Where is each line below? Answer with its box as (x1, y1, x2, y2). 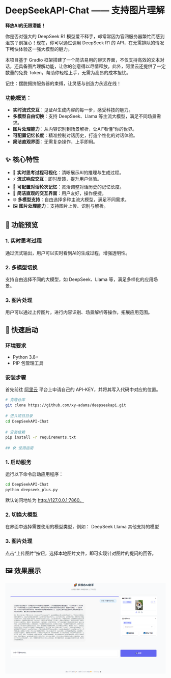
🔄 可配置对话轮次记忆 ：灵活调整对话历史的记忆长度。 (12, 184, 124, 190)
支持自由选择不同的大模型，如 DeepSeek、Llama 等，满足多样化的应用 (5, 276, 154, 282)
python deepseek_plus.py (5, 487, 58, 493)
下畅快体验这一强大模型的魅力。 (5, 46, 72, 52)
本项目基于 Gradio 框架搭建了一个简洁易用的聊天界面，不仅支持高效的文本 (5, 56, 160, 63)
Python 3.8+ (12, 354, 39, 360)
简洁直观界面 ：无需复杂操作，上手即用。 (12, 138, 98, 145)
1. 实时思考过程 (5, 237, 42, 244)
